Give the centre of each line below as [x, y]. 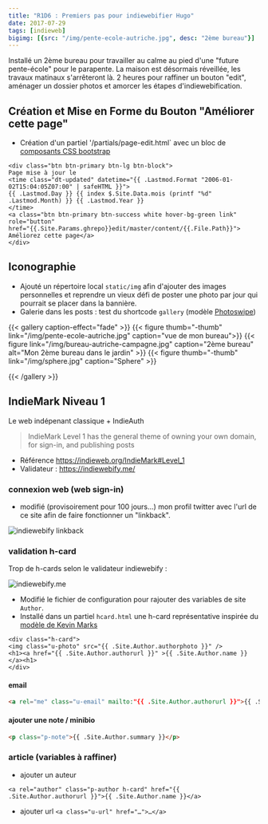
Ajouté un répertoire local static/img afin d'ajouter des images [123, 286]
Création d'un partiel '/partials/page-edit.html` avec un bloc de [122, 143]
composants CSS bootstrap [65, 152]
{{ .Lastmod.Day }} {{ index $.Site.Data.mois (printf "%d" [110, 194]
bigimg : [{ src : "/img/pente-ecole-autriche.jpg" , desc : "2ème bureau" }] [132, 38]
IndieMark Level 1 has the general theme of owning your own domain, [142, 436]
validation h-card [43, 551]
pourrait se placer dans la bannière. [78, 303]
